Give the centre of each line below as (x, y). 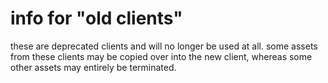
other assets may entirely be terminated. (93, 67)
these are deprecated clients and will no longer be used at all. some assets (164, 46)
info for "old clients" (96, 18)
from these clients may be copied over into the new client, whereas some (161, 56)
